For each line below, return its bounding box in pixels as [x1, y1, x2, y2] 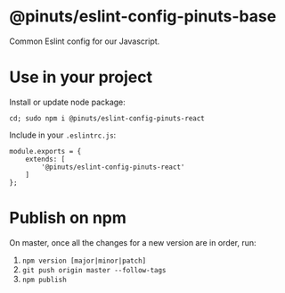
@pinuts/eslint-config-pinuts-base [9, 6, 277, 27]
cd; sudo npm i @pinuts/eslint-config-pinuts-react [9, 113, 205, 122]
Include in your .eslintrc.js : [9, 130, 117, 140]
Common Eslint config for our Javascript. [9, 36, 160, 46]
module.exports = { [9, 146, 82, 155]
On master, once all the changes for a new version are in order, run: [9, 237, 256, 247]
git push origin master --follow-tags [21, 265, 167, 274]
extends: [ [25, 155, 66, 163]
